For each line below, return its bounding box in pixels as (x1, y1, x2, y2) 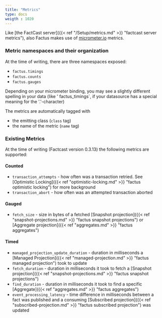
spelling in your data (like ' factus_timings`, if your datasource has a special (5, 93, 157, 99)
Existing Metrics (5, 135, 45, 142)
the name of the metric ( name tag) (12, 123, 80, 128)
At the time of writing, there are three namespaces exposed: (5, 59, 127, 64)
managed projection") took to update (12, 260, 87, 266)
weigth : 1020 (5, 16, 34, 21)
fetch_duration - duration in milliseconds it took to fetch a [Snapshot (12, 265, 152, 271)
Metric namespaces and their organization (5, 47, 109, 54)
